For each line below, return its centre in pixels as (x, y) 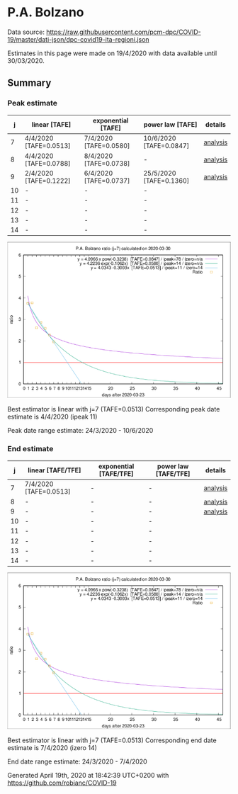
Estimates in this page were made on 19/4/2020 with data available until (112, 53)
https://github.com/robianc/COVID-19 (62, 783)
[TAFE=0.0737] (107, 181)
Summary (29, 83)
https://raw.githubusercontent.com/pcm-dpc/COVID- (124, 32)
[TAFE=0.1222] (47, 181)
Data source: (26, 32)
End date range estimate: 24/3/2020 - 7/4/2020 (77, 761)
